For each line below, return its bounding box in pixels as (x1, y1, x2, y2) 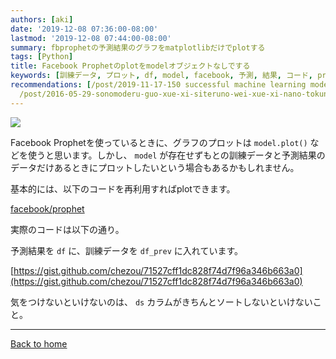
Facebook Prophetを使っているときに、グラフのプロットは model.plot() (10, 136, 308, 148)
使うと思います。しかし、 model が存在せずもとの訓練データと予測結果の (27, 149, 326, 161)
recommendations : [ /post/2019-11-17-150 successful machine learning (10, 80, 307, 90)
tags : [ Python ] (10, 52, 74, 62)
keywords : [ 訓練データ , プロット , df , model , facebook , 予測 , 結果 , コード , (10, 71, 313, 81)
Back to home (10, 337, 68, 350)
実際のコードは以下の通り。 (10, 223, 125, 235)
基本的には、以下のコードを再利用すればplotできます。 (10, 182, 236, 195)
